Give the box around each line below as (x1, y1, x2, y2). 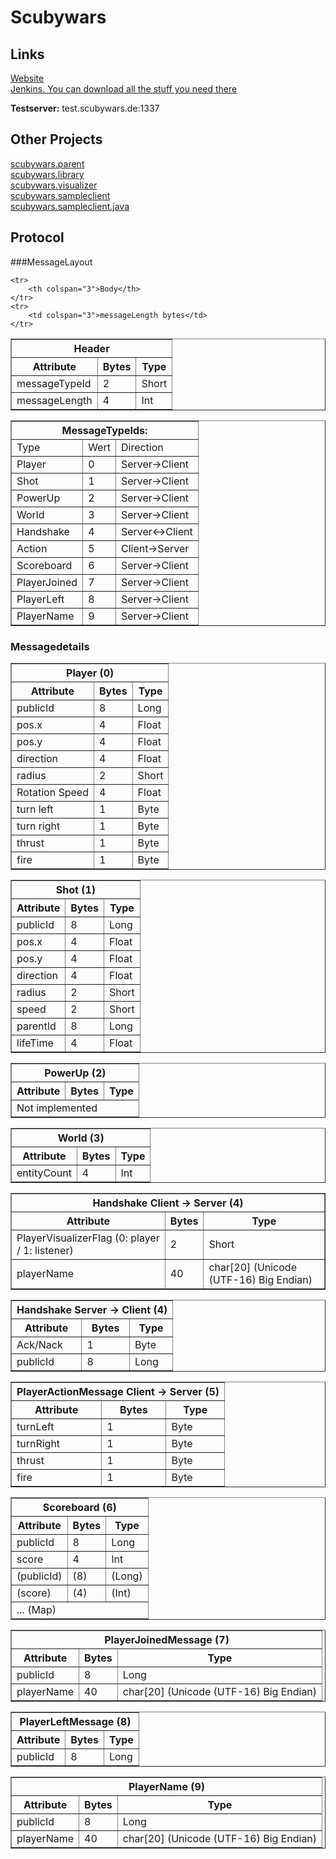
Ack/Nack (16, 1337, 63, 1351)
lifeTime (16, 1036, 54, 1050)
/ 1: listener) (16, 1243, 74, 1257)
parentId (16, 1019, 57, 1033)
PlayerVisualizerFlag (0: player (16, 1231, 160, 1245)
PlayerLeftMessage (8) (19, 1714, 132, 1728)
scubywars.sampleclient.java (10, 200, 130, 212)
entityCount (16, 1166, 72, 1180)
